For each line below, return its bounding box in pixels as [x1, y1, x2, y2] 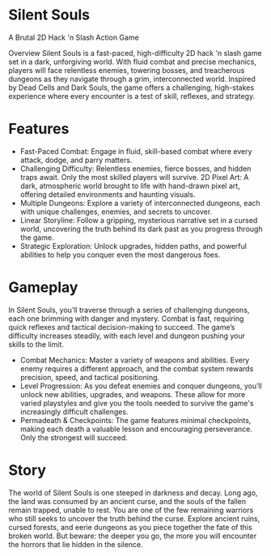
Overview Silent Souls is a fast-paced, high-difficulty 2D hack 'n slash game [8, 48, 262, 58]
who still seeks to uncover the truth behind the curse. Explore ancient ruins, [8, 513, 260, 524]
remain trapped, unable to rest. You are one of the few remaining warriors [8, 505, 254, 515]
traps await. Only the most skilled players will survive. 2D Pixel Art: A [19, 172, 249, 182]
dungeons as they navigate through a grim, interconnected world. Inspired [8, 74, 256, 83]
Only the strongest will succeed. [19, 432, 128, 443]
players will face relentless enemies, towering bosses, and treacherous [8, 65, 245, 75]
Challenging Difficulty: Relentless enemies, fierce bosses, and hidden [19, 164, 252, 173]
